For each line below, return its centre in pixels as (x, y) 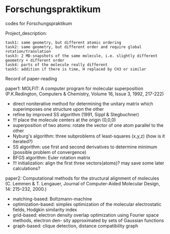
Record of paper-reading (31, 78)
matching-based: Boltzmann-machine (52, 198)
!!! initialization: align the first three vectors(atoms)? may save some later (88, 163)
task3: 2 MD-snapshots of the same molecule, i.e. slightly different (81, 56)
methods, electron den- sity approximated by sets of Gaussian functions (88, 220)
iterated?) (23, 141)
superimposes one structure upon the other (58, 109)
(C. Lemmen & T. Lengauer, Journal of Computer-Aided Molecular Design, (83, 183)
